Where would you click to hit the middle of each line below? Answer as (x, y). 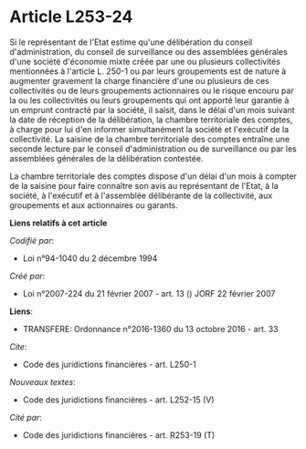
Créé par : (27, 276)
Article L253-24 (71, 17)
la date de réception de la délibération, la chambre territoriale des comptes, (151, 120)
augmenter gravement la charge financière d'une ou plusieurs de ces (139, 80)
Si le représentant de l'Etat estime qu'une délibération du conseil (131, 42)
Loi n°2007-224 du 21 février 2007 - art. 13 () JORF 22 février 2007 (149, 293)
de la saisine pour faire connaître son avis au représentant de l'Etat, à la (144, 185)
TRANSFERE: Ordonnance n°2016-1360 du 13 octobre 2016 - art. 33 (150, 329)
